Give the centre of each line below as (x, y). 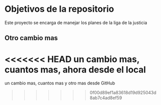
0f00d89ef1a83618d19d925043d (123, 93)
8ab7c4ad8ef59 (106, 98)
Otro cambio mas (31, 38)
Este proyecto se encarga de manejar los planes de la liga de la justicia (76, 23)
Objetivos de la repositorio (59, 9)
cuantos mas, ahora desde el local (75, 69)
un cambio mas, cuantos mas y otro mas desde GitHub (60, 83)
